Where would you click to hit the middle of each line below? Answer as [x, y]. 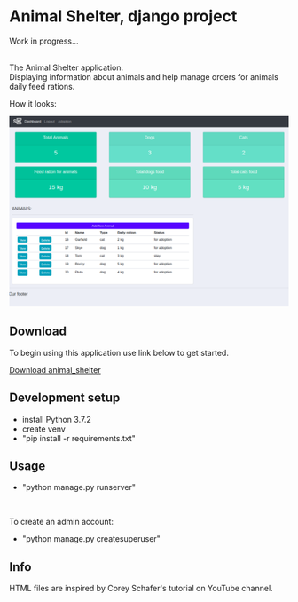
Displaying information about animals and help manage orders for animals [144, 76]
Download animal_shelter [55, 369]
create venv [44, 429]
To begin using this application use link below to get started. [119, 352]
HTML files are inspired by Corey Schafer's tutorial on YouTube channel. [141, 589]
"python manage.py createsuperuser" [91, 539]
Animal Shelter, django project [123, 16]
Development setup [65, 398]
